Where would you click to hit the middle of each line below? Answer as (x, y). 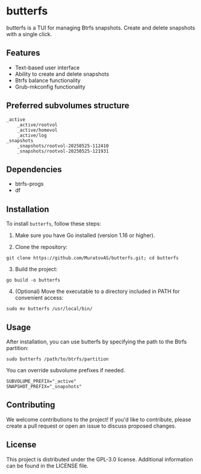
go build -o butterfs (33, 280)
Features (23, 53)
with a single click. (29, 34)
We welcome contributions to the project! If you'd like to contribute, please (99, 419)
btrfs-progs (29, 184)
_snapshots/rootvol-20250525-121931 (63, 151)
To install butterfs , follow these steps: (54, 224)
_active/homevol (38, 130)
